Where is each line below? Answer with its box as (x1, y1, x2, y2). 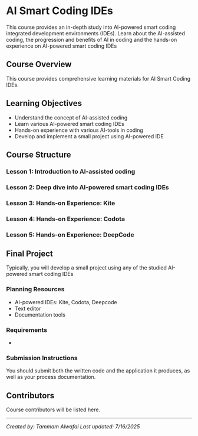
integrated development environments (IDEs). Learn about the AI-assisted (6, 29, 186, 36)
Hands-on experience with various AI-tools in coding (14, 127, 143, 134)
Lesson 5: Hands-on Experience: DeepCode (6, 231, 134, 239)
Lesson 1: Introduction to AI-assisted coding (6, 167, 136, 175)
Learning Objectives (6, 98, 82, 108)
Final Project (6, 248, 53, 258)
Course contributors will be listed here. (6, 406, 101, 413)
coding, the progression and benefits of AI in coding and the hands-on (6, 36, 177, 43)
